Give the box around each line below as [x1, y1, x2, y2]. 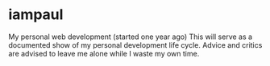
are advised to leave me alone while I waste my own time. [8, 49, 200, 58]
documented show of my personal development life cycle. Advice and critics [8, 40, 263, 49]
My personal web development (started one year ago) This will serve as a [8, 32, 252, 41]
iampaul [8, 6, 64, 24]
